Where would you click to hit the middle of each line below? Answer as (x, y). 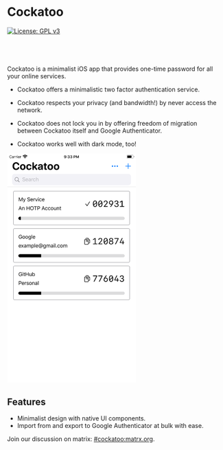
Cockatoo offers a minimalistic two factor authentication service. (108, 89)
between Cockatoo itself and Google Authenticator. (90, 131)
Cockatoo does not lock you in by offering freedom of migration (107, 123)
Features (26, 402)
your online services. (37, 76)
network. (30, 110)
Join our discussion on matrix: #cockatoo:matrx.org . (81, 439)
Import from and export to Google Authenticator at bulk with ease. (110, 426)
